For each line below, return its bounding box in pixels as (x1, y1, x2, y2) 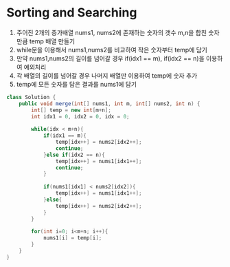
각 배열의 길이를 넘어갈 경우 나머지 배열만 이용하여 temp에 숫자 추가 (16, 71, 198, 80)
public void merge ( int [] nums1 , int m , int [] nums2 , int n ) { (19, 100, 200, 107)
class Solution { (6, 94, 56, 100)
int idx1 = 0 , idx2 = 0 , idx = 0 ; (31, 113, 130, 120)
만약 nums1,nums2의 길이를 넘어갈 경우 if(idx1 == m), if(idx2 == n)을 (16, 54, 205, 63)
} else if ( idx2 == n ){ (43, 151, 106, 158)
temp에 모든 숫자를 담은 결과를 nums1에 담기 (16, 80, 137, 88)
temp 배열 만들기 (29, 36, 76, 45)
